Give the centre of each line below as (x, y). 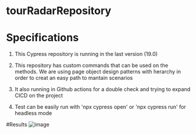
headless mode (33, 113)
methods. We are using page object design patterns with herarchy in (98, 72)
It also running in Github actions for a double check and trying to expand (102, 89)
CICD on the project (39, 96)
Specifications (42, 38)
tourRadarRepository (59, 11)
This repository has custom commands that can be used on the (92, 65)
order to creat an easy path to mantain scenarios (74, 78)
